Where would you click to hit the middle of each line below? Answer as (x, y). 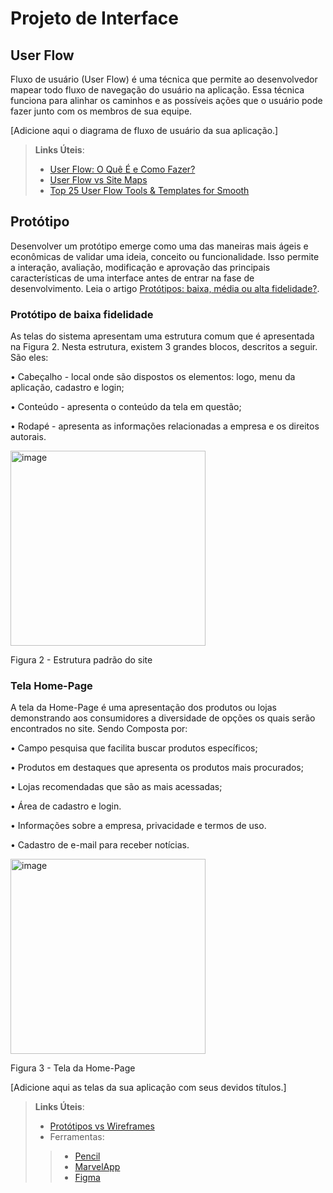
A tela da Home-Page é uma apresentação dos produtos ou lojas (144, 708)
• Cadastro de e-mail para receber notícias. (100, 845)
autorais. (28, 437)
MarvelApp (97, 1167)
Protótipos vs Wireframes (102, 1126)
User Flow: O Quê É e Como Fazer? (122, 169)
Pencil (87, 1156)
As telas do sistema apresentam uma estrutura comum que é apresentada (162, 336)
